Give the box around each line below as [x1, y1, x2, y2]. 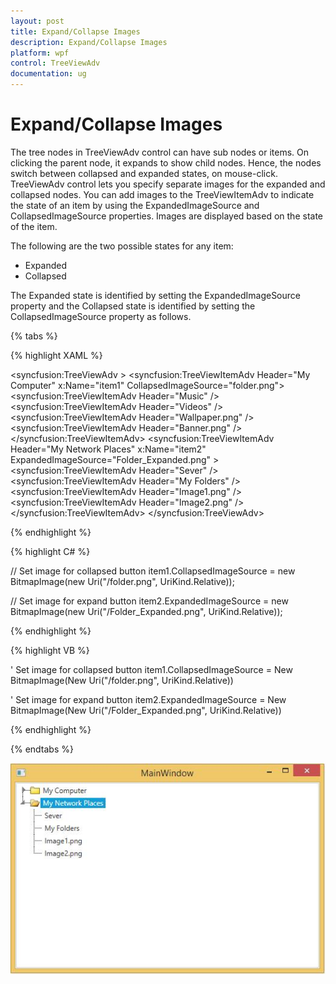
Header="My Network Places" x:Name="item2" [10, 443, 207, 455]
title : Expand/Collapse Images [10, 26, 141, 37]
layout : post [10, 16, 65, 26]
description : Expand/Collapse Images [10, 37, 168, 47]
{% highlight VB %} [10, 644, 90, 656]
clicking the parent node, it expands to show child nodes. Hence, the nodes [10, 156, 322, 169]
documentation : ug [10, 69, 87, 79]
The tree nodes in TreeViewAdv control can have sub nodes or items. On [10, 146, 310, 158]
